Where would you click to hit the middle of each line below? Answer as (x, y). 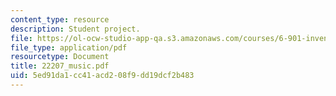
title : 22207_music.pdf (60, 66)
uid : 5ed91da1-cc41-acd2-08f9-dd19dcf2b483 (102, 76)
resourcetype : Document (60, 57)
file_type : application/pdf (69, 47)
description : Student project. (75, 29)
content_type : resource (60, 19)
